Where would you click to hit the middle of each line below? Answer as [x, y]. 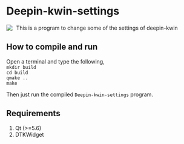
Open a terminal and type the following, [55, 61]
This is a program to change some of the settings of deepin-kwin [97, 28]
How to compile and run [52, 47]
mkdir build [21, 67]
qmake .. [17, 78]
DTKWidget [29, 134]
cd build [17, 73]
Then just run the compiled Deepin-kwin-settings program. [80, 94]
